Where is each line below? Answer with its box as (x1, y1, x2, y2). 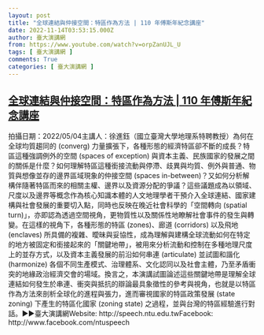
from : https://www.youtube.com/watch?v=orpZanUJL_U (8, 41, 181, 49)
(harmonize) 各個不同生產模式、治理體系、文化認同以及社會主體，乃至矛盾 (8, 259, 249, 269)
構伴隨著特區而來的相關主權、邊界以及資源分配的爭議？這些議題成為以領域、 (8, 181, 256, 190)
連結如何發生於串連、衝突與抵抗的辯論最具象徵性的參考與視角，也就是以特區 (8, 279, 256, 288)
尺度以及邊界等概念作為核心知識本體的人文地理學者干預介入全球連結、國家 (8, 190, 249, 199)
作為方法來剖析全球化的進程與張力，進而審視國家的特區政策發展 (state (8, 288, 236, 298)
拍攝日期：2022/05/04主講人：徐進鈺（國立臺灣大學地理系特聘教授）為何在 (8, 131, 254, 140)
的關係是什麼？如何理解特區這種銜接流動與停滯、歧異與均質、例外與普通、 (8, 161, 249, 170)
